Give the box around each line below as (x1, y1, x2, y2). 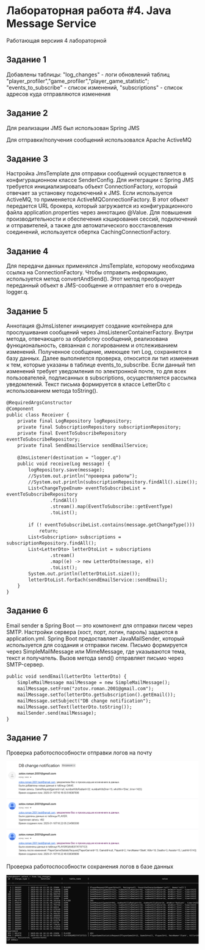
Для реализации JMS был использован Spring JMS (6, 124, 140, 131)
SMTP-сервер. (6, 660, 45, 668)
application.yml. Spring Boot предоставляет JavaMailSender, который (6, 635, 185, 642)
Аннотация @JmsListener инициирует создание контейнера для (6, 322, 173, 329)
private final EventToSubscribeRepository (17, 430, 127, 436)
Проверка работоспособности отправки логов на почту (6, 749, 153, 756)
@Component (6, 406, 34, 412)
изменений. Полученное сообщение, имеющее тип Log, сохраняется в (6, 348, 192, 355)
